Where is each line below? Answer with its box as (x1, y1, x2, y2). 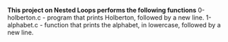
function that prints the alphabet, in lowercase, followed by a (44, 21, 221, 29)
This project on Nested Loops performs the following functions (7, 6, 197, 14)
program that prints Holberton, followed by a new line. (47, 13, 205, 22)
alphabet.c (7, 21, 39, 29)
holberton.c (7, 13, 41, 22)
